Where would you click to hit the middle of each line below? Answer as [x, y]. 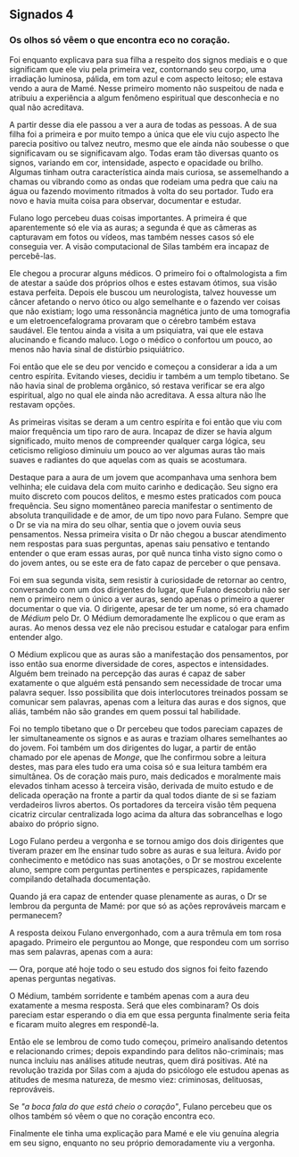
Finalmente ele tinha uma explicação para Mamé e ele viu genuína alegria [144, 1133]
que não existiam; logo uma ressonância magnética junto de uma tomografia [150, 311]
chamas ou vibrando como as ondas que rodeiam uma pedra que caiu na [144, 182]
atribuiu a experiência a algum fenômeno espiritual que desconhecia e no [144, 97]
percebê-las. [33, 256]
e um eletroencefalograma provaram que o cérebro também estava [133, 320]
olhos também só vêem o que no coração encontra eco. [112, 1116]
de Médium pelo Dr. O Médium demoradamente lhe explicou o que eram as [147, 618]
